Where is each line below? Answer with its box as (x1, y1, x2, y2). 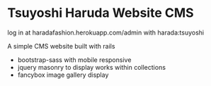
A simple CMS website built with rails (7, 42, 115, 50)
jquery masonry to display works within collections (17, 63, 166, 71)
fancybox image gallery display (17, 70, 109, 79)
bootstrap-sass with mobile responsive (17, 55, 132, 64)
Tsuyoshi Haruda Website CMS (7, 5, 194, 21)
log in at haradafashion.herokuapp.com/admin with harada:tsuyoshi (7, 28, 204, 37)
